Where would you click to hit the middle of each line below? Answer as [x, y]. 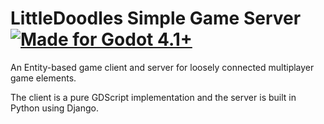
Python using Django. [54, 108]
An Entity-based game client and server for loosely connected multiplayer [162, 67]
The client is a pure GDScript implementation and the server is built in [153, 97]
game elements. [43, 78]
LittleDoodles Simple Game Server [156, 18]
